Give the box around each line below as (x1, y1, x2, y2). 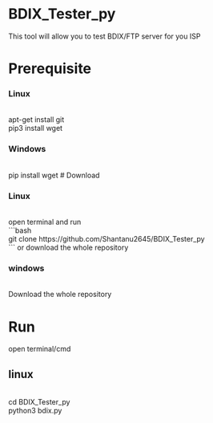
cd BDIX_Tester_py (8, 397, 70, 407)
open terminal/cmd (8, 344, 71, 354)
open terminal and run (8, 218, 82, 227)
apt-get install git (8, 115, 65, 124)
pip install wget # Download (8, 170, 100, 180)
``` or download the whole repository (8, 242, 129, 253)
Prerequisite (8, 59, 92, 78)
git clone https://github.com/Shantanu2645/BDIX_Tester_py (8, 234, 206, 244)
